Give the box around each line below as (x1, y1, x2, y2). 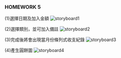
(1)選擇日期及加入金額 (4, 15, 49, 21)
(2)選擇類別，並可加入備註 (4, 26, 59, 32)
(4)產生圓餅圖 (4, 47, 33, 53)
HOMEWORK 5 (4, 3, 41, 10)
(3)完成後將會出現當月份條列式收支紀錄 (4, 36, 85, 43)
